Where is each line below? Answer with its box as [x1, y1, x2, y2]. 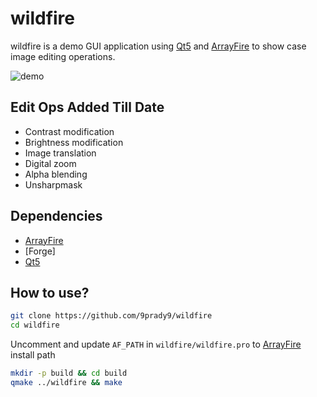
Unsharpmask [24, 178, 83, 191]
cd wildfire [10, 320, 60, 331]
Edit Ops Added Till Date [10, 99, 165, 116]
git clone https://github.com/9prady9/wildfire [10, 311, 213, 321]
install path [10, 349, 56, 361]
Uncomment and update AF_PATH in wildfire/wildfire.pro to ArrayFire [10, 338, 302, 351]
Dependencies [10, 208, 103, 225]
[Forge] [24, 245, 56, 257]
